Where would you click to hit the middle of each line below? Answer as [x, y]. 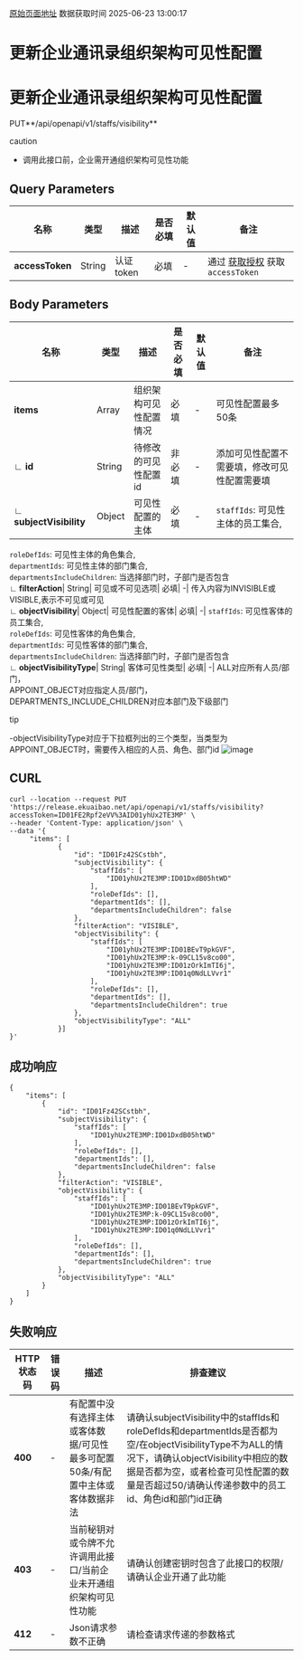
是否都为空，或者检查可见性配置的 [207, 1472]
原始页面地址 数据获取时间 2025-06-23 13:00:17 [98, 13]
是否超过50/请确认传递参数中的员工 [211, 1485]
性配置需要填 [243, 480]
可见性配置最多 [248, 403]
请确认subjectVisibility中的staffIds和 [202, 1418]
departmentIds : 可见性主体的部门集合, [79, 565]
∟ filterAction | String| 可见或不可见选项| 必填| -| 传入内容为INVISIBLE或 [143, 588]
